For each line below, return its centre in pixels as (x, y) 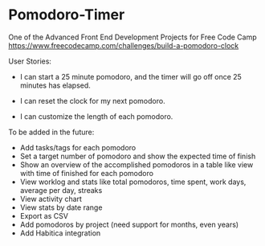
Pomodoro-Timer (67, 15)
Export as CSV (44, 215)
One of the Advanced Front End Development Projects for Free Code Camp (132, 37)
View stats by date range (61, 207)
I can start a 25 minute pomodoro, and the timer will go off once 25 (131, 76)
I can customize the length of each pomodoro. (96, 116)
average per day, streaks (61, 190)
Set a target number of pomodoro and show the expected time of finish (138, 156)
